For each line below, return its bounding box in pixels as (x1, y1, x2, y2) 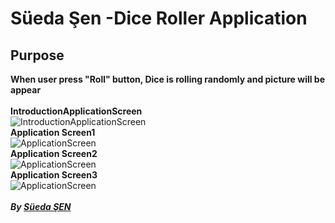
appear (10, 84, 42, 96)
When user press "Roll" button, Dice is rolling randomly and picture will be (10, 73, 326, 85)
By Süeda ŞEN (10, 201, 72, 212)
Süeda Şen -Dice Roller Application (10, 7, 308, 30)
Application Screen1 (10, 127, 96, 138)
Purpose (10, 47, 65, 64)
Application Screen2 (10, 148, 98, 159)
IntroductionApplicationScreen (10, 105, 143, 117)
